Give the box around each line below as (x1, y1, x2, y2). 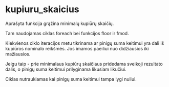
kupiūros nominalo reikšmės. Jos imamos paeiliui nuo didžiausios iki (5, 45, 149, 51)
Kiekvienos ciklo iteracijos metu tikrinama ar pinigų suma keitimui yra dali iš (5, 40, 164, 46)
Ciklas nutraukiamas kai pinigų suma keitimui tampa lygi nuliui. (5, 76, 137, 82)
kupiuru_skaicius (5, 4, 79, 15)
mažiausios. (5, 51, 31, 57)
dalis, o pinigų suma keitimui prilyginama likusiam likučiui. (5, 66, 126, 72)
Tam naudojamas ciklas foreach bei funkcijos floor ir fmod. (5, 30, 129, 36)
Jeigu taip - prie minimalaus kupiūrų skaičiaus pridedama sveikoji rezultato (5, 61, 163, 67)
